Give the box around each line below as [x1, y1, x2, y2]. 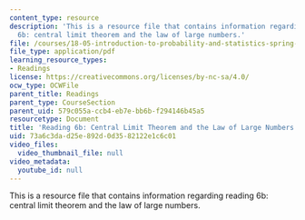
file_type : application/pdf [9, 47, 116, 56]
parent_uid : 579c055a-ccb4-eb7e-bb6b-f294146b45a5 [9, 106, 205, 115]
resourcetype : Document [9, 115, 100, 124]
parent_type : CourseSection [9, 97, 116, 107]
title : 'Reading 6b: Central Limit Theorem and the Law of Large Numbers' [9, 124, 299, 133]
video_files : [9, 140, 59, 149]
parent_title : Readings [9, 89, 100, 98]
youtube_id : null [17, 165, 84, 175]
